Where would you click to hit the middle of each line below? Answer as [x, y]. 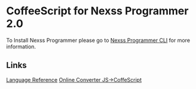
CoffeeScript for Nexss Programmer [97, 11]
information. [21, 47]
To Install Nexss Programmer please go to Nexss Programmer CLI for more [98, 40]
